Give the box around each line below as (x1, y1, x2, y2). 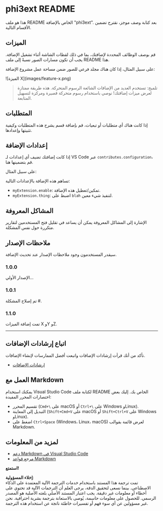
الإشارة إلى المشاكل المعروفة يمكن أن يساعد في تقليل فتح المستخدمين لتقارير (5, 220, 147, 225)
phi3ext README (5, 3, 75, 15)
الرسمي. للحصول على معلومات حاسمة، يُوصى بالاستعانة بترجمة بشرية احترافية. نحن (5, 495, 157, 501)
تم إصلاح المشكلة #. (5, 298, 42, 303)
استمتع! (5, 465, 19, 471)
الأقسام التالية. (5, 24, 31, 30)
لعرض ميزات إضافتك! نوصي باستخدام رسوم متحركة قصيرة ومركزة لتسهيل (17, 90, 152, 96)
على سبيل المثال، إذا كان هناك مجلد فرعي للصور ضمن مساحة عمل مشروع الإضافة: (5, 66, 155, 72)
